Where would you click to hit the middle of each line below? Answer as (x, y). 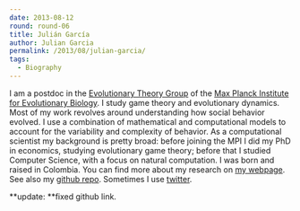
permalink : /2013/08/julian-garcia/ (77, 51)
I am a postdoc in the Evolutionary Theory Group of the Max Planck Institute (149, 93)
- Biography (40, 68)
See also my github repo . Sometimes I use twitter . (101, 179)
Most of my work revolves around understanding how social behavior (137, 112)
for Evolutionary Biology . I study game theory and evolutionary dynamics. (145, 102)
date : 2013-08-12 (42, 18)
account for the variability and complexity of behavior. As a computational (146, 131)
